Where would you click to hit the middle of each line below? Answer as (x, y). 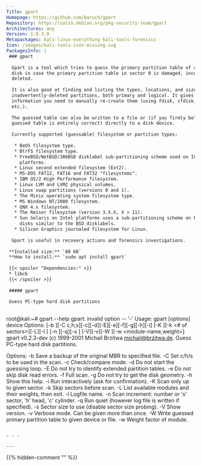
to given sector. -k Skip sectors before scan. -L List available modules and (98, 388)
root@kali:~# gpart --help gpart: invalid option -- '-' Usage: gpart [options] (98, 319)
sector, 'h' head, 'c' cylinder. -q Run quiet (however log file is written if (93, 401)
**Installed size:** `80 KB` (45, 252)
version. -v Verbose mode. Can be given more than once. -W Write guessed (100, 413)
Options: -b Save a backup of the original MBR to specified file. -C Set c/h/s (100, 356)
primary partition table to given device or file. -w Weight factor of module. (97, 420)
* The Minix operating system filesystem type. (74, 196)
